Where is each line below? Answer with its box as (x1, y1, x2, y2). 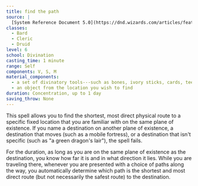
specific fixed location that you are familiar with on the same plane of (6, 118, 174, 125)
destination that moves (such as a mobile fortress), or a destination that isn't (6, 130, 192, 138)
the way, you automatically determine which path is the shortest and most (6, 167, 186, 174)
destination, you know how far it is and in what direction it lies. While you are (6, 154, 192, 161)
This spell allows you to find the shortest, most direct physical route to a (6, 112, 181, 119)
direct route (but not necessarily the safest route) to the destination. (6, 173, 171, 180)
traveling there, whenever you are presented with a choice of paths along (6, 161, 184, 168)
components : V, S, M (6, 69, 57, 75)
